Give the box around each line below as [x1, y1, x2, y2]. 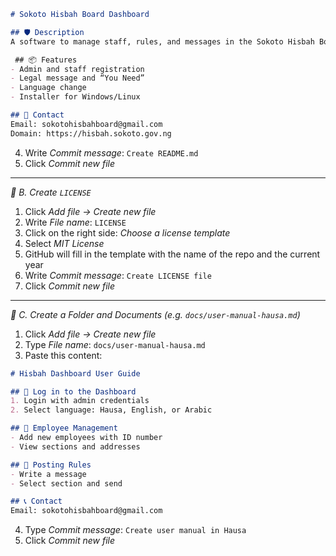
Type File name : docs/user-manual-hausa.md [24, 338, 206, 350]
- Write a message [10, 469, 87, 479]
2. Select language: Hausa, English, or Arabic [10, 405, 213, 415]
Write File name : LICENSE [24, 216, 127, 228]
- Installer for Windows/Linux [10, 92, 141, 102]
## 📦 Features [14, 55, 78, 65]
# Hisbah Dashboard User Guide [10, 368, 141, 379]
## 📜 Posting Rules [10, 460, 92, 470]
